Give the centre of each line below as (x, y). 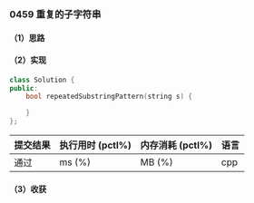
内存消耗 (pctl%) (176, 145)
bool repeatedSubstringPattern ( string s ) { (109, 97)
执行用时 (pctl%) (95, 145)
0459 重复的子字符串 (55, 14)
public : (24, 88)
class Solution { (42, 80)
